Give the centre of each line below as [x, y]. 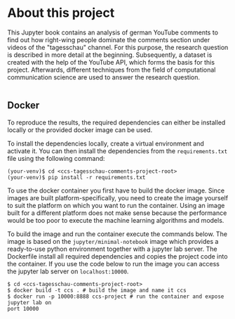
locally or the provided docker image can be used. [80, 130]
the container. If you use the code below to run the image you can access [113, 263]
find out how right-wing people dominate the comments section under [109, 39]
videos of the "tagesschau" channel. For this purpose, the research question [118, 47]
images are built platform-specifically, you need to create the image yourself [118, 197]
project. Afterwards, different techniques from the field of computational [112, 70]
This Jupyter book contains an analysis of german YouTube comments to [113, 32]
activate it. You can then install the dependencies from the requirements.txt [117, 151]
